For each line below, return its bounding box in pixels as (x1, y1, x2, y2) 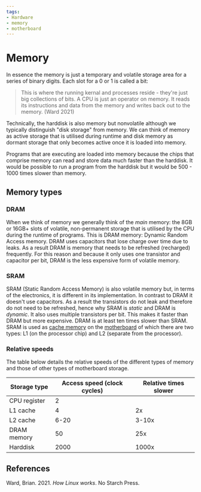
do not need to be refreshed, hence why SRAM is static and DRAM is (6, 304, 176, 312)
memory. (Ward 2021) (20, 108, 75, 116)
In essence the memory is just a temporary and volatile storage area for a (6, 71, 187, 79)
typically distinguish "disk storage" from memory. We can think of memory (6, 126, 190, 134)
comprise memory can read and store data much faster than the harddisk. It (6, 157, 193, 164)
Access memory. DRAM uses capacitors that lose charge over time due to (6, 237, 188, 245)
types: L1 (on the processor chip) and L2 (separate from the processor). (6, 330, 183, 337)
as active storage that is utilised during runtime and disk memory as (6, 132, 173, 140)
